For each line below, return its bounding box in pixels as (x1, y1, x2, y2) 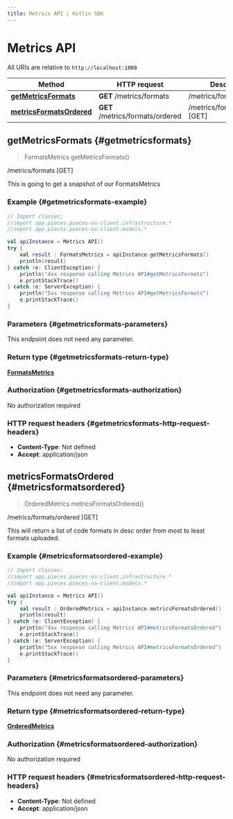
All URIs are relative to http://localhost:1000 (7, 63, 137, 71)
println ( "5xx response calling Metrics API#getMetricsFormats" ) (19, 290, 209, 297)
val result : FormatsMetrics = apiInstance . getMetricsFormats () (19, 251, 209, 259)
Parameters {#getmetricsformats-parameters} (7, 319, 169, 329)
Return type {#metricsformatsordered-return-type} (7, 706, 185, 716)
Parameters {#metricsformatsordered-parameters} (7, 673, 184, 683)
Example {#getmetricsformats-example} (7, 197, 148, 207)
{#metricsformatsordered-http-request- (86, 773, 226, 782)
